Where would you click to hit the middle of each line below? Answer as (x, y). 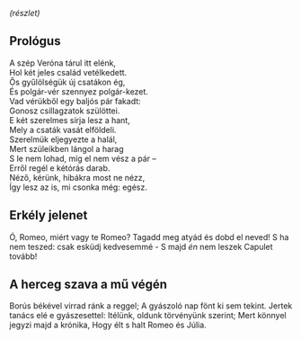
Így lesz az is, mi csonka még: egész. (79, 187)
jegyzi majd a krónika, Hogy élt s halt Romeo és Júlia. (108, 325)
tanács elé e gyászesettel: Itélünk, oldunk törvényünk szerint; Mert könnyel (148, 316)
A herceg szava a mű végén (89, 285)
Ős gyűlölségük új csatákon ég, (67, 82)
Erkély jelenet (49, 215)
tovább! (23, 256)
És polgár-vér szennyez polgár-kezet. (79, 91)
